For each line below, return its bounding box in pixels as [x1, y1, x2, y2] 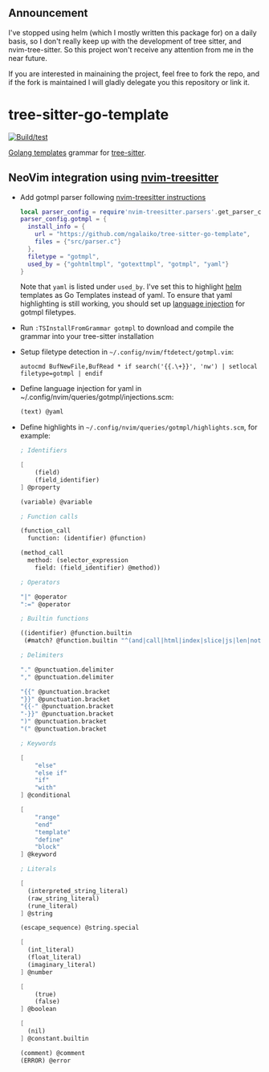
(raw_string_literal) [27, 895, 100, 903]
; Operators [19, 578, 60, 586]
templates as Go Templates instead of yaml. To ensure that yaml [19, 291, 233, 300]
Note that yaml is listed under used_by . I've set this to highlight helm [19, 282, 243, 291]
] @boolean [19, 1005, 57, 1013]
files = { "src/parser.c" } [35, 238, 122, 246]
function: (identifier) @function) [27, 534, 147, 543]
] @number [19, 968, 54, 976]
